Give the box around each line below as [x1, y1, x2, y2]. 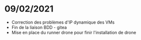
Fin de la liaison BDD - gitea [11, 24, 67, 30]
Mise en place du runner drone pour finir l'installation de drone [11, 29, 136, 35]
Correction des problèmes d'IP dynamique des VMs [11, 19, 115, 25]
